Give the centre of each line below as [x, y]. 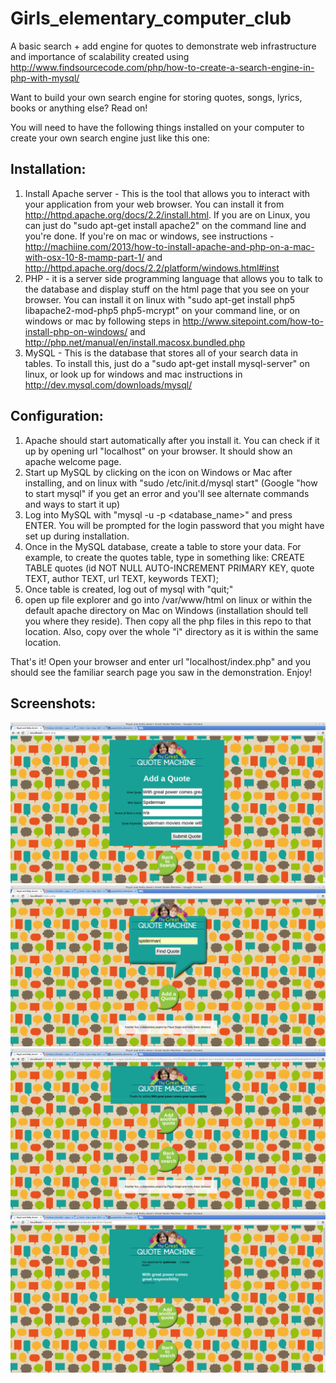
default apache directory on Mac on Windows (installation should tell [166, 610]
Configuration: [57, 416]
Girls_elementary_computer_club [151, 18]
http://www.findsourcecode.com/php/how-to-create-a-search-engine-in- [162, 67]
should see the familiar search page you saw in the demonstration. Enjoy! [161, 672]
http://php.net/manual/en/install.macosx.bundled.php [135, 342]
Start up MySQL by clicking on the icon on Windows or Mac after [158, 472]
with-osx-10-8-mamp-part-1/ [84, 257]
